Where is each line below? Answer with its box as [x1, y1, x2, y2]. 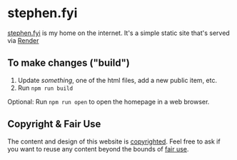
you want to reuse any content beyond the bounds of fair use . [7, 144, 189, 153]
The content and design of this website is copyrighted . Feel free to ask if [7, 137, 221, 146]
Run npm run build [17, 84, 74, 92]
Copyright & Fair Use [7, 118, 101, 130]
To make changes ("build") [7, 57, 130, 69]
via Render [7, 36, 39, 44]
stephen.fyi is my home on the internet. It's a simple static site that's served [7, 29, 230, 37]
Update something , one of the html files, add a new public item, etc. [17, 76, 218, 84]
